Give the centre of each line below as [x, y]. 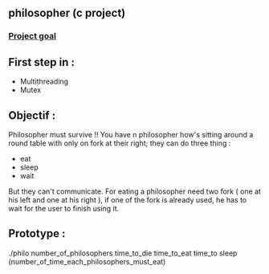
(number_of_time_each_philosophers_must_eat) [87, 261]
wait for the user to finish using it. [64, 208]
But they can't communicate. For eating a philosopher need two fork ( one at [134, 191]
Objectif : [32, 115]
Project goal [33, 36]
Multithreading [44, 82]
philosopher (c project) [67, 13]
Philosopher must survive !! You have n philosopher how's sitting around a [131, 134]
